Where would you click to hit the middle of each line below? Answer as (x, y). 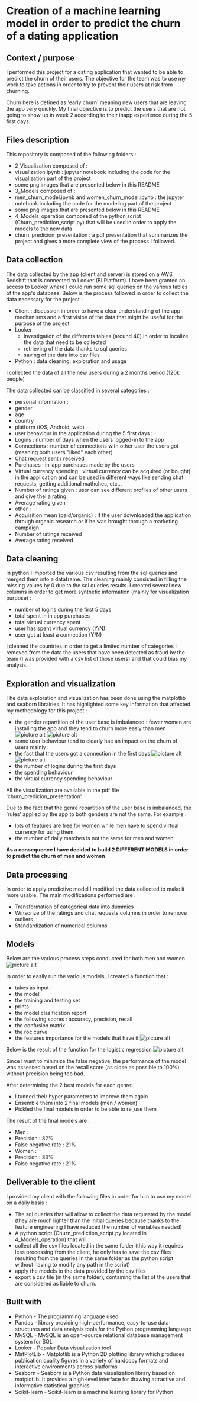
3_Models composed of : (45, 191)
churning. (18, 91)
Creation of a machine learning (84, 11)
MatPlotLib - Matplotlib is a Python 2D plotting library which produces (100, 1354)
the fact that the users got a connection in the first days (82, 754)
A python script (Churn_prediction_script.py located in (80, 1233)
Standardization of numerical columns (61, 926)
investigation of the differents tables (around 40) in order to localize (106, 336)
